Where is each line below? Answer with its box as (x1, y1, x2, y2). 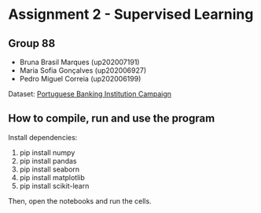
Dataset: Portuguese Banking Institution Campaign (8, 89, 171, 99)
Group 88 (8, 37, 56, 50)
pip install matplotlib (19, 172, 85, 182)
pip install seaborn (19, 164, 80, 174)
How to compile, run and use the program (8, 112, 215, 125)
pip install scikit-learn (19, 181, 90, 190)
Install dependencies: (8, 132, 78, 142)
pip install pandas (19, 156, 77, 165)
